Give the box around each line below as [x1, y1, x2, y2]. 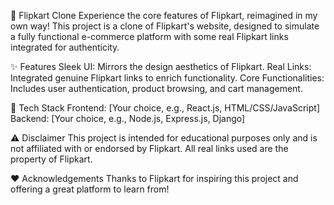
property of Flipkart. [10, 153, 93, 165]
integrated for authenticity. [10, 41, 120, 53]
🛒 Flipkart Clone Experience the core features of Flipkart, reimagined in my [10, 10, 318, 21]
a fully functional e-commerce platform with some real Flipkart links [10, 31, 289, 42]
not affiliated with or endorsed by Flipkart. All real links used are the [10, 143, 289, 154]
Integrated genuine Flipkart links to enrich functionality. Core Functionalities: [10, 72, 325, 84]
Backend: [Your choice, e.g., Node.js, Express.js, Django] [10, 113, 246, 124]
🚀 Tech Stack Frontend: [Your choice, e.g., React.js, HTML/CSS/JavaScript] [10, 102, 321, 114]
